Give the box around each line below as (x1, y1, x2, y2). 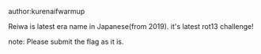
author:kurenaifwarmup (8, 7, 85, 16)
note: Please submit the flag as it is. (8, 37, 124, 46)
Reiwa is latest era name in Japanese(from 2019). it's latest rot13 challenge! (8, 22, 255, 31)
